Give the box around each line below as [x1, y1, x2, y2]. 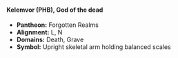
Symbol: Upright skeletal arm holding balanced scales [16, 43, 171, 51]
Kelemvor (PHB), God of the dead [6, 6, 103, 14]
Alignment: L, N [16, 28, 63, 37]
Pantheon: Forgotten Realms [16, 21, 99, 29]
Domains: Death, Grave [16, 35, 84, 44]
